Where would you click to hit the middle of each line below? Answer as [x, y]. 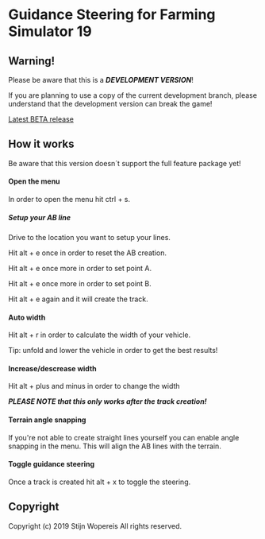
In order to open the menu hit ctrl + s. [69, 200]
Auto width [27, 317]
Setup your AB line [40, 217]
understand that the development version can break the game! [110, 104]
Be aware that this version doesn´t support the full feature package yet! [125, 163]
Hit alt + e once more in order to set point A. [80, 268]
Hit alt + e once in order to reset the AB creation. [87, 253]
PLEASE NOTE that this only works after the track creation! [108, 401]
